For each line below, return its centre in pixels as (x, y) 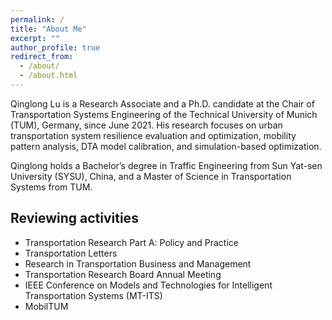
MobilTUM (46, 306)
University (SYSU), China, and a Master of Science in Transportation (151, 176)
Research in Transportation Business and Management (138, 263)
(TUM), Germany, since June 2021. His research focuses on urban (146, 125)
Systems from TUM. (51, 187)
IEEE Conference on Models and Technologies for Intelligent (148, 285)
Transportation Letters (71, 253)
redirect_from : (42, 57)
